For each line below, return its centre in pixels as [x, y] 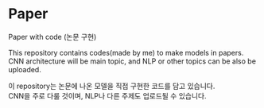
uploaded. [25, 69]
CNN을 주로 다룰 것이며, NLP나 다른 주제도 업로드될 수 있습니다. [107, 95]
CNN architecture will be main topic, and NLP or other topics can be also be [132, 61]
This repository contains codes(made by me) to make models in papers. [126, 52]
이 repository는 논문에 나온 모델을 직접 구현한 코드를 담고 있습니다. [112, 86]
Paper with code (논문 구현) [52, 37]
